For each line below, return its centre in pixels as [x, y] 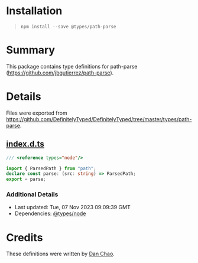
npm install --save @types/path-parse [68, 27]
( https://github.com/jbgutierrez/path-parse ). [60, 73]
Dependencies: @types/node [50, 213]
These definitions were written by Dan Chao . [61, 254]
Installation [34, 11]
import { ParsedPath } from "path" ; [51, 168]
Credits [25, 237]
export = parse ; [26, 179]
